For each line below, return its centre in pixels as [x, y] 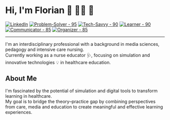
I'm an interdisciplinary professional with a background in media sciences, [82, 44]
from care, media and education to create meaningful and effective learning [84, 107]
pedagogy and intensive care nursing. [45, 49]
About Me [21, 78]
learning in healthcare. [29, 96]
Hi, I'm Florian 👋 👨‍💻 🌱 [50, 10]
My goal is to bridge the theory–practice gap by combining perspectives [80, 101]
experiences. [19, 112]
